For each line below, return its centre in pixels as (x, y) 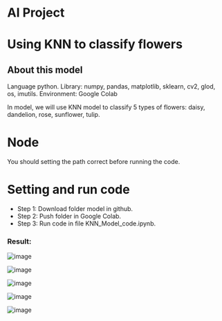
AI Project (36, 13)
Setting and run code (68, 190)
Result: (19, 241)
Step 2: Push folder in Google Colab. (69, 217)
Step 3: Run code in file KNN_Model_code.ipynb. (86, 223)
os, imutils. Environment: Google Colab (62, 94)
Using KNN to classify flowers (95, 45)
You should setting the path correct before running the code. (94, 162)
